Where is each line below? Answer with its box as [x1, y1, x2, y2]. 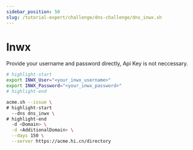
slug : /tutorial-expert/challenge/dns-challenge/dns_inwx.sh [6, 14, 162, 20]
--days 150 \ [11, 133, 44, 139]
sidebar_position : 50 [6, 8, 61, 15]
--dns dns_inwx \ [11, 110, 55, 116]
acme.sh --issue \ [6, 99, 52, 105]
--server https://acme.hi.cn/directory [11, 139, 111, 145]
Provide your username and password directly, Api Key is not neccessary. [6, 60, 188, 67]
